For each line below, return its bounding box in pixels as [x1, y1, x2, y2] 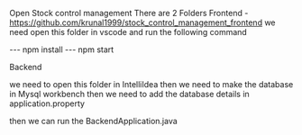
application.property [9, 98, 86, 109]
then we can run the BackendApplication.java [9, 116, 178, 126]
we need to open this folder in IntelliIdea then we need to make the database [9, 79, 294, 89]
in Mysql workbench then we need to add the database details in [9, 89, 250, 99]
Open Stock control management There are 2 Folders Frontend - [9, 8, 249, 18]
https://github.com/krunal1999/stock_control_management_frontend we [9, 17, 277, 28]
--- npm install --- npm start [9, 44, 114, 55]
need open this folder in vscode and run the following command [9, 27, 248, 37]
